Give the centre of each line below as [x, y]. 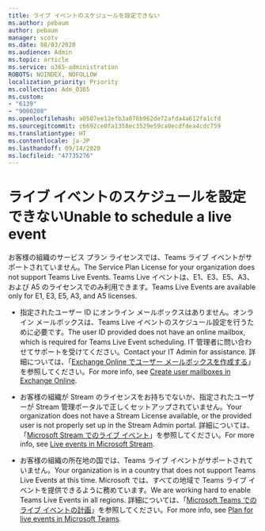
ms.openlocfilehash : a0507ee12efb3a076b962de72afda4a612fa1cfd [115, 119]
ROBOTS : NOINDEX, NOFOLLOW [53, 74]
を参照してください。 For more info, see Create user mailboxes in [125, 372]
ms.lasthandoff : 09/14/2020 [55, 148]
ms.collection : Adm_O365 [49, 89]
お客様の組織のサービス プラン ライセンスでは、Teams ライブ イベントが [127, 258]
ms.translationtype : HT [47, 133]
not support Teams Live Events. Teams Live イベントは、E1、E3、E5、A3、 [131, 277]
